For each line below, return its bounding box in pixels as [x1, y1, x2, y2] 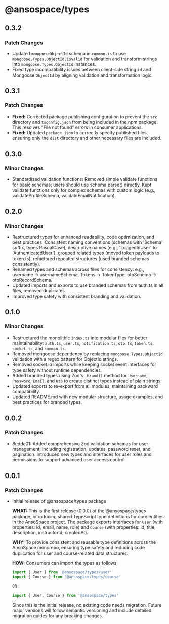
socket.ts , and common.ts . [12, 345, 66, 351]
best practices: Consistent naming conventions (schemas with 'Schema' [12, 239, 163, 245]
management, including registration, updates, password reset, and [12, 446, 151, 452]
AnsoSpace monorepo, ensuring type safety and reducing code [12, 545, 145, 550]
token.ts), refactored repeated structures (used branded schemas [12, 255, 149, 262]
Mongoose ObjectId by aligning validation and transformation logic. [12, 72, 153, 78]
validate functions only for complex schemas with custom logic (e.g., [12, 187, 156, 193]
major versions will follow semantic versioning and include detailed [12, 607, 152, 613]
